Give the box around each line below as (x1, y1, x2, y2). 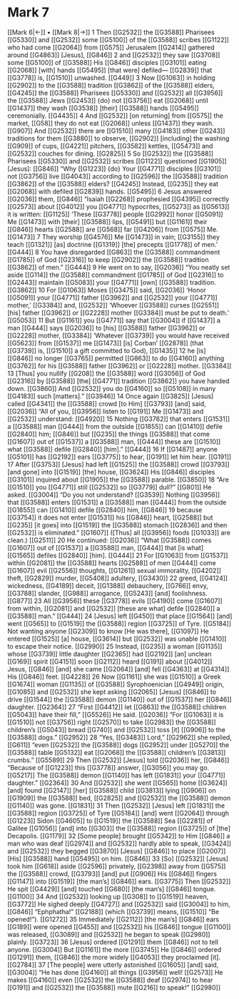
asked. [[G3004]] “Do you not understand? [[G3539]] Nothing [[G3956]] (7, 490, 220, 499)
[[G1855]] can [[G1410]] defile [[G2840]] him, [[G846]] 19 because (7, 505, 203, 514)
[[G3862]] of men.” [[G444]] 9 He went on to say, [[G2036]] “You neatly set (7, 263, 230, 271)
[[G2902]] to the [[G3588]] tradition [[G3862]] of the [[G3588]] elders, (7, 81, 215, 89)
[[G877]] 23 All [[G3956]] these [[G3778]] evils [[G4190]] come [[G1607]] (7, 597, 223, 605)
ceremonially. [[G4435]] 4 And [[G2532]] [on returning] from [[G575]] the (7, 111, 223, 120)
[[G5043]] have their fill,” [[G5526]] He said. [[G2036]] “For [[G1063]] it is (7, 710, 224, 719)
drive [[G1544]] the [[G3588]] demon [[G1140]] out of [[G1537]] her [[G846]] (7, 695, 232, 704)
